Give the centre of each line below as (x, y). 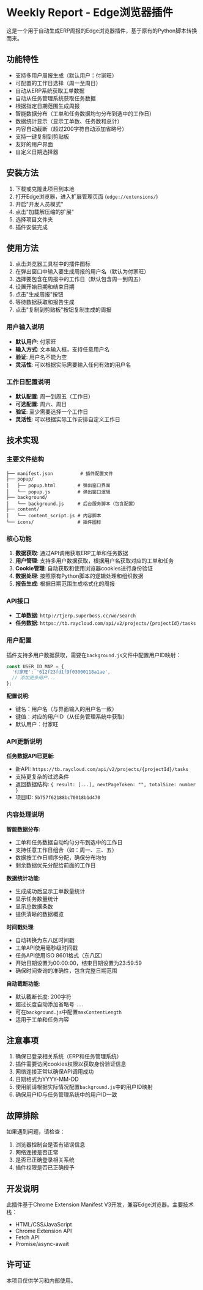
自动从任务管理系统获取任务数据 (55, 98)
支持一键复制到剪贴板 (42, 136)
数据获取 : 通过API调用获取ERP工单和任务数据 (72, 553)
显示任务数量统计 (37, 899)
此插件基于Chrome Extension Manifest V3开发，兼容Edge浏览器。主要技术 (100, 1204)
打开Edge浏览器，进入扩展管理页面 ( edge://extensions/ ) (87, 196)
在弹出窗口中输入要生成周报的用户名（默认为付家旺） (82, 271)
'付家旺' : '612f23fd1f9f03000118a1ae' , (61, 672)
